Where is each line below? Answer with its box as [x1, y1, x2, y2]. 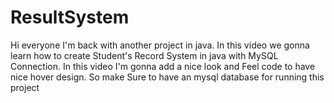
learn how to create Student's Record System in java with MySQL [10, 49, 279, 61]
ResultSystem [10, 6, 130, 29]
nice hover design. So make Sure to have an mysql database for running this [10, 71, 325, 83]
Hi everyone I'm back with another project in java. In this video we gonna [10, 39, 310, 51]
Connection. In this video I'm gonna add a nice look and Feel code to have [10, 60, 316, 72]
